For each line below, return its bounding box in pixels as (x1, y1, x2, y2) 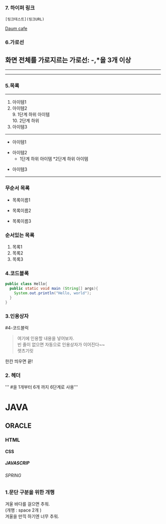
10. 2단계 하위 (12, 118, 40, 124)
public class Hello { (5, 281, 48, 286)
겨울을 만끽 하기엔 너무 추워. (5, 514, 59, 520)
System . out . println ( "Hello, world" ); (14, 290, 92, 296)
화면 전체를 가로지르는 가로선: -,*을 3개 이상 (5, 56, 131, 64)
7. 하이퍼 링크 (5, 4, 35, 11)
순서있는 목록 (5, 232, 35, 239)
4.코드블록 (5, 269, 29, 276)
